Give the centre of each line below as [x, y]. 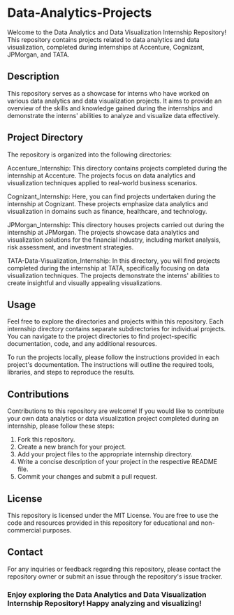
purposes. [57, 530]
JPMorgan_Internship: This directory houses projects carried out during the [116, 224]
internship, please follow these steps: [61, 426]
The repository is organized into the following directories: [90, 154]
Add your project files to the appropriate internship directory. [105, 454]
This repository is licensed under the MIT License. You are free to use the [113, 515]
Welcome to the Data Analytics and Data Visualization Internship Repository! [117, 32]
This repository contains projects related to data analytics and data [104, 39]
